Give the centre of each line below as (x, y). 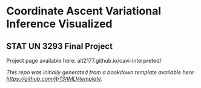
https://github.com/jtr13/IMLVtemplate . (54, 79)
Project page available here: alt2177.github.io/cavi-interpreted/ (84, 61)
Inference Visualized (59, 24)
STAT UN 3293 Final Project (60, 46)
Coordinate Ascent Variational (84, 11)
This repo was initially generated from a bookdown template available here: (101, 72)
